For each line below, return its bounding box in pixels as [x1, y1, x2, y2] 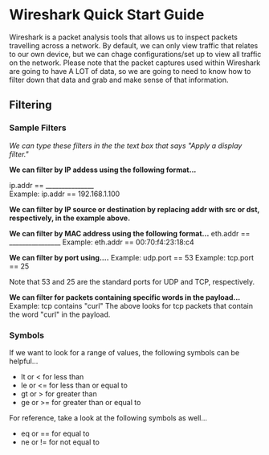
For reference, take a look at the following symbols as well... [9, 412, 208, 423]
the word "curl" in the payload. [9, 309, 111, 319]
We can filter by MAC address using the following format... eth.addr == [9, 228, 251, 238]
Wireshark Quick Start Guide [9, 6, 205, 24]
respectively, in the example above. [9, 213, 131, 223]
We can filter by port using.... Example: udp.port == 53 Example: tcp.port [9, 252, 254, 262]
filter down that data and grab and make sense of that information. [9, 75, 229, 84]
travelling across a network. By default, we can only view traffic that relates [9, 40, 259, 50]
